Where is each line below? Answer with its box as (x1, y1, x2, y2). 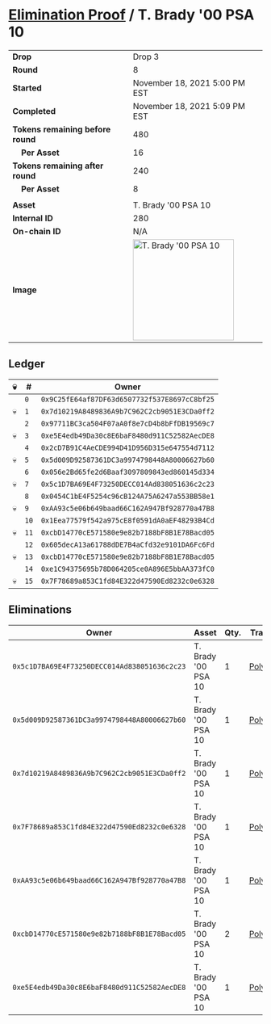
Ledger (8, 357, 45, 371)
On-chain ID (12, 225, 61, 237)
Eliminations (8, 603, 73, 617)
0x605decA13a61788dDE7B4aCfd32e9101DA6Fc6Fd (40, 539, 215, 549)
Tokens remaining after (12, 160, 104, 171)
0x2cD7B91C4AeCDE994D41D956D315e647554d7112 (40, 443, 215, 452)
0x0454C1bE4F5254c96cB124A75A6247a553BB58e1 (40, 491, 215, 501)
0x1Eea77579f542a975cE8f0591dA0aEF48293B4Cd (40, 515, 215, 525)
